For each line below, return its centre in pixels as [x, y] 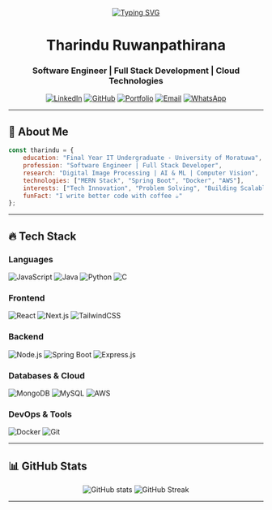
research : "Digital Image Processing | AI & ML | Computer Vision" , [141, 173]
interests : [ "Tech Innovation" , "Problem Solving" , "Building [130, 188]
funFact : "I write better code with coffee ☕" [103, 196]
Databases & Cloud [47, 375]
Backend [26, 337]
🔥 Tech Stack [42, 236]
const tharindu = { [41, 150]
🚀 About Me [38, 131]
